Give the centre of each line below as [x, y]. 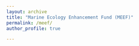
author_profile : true [34, 28]
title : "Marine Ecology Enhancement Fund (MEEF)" [70, 17]
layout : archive [27, 12]
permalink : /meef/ [29, 23]
